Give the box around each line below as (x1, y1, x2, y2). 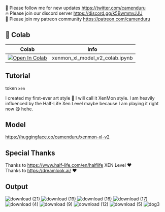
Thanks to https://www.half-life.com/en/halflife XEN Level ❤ (5, 162, 132, 168)
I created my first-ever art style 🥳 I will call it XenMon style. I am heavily (5, 95, 155, 101)
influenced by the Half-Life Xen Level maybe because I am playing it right (5, 100, 159, 106)
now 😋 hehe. (5, 106, 34, 112)
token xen (5, 85, 25, 91)
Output (5, 182, 28, 191)
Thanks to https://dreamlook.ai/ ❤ (5, 168, 77, 174)
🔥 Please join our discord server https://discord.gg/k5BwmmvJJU (5, 10, 143, 16)
